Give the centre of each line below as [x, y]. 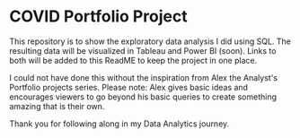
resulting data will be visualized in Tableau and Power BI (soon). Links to [143, 50]
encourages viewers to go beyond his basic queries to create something [143, 97]
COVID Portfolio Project [98, 17]
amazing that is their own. [57, 106]
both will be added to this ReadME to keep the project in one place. [133, 60]
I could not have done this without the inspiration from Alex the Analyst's [144, 77]
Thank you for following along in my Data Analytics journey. [119, 124]
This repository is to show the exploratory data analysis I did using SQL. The [150, 41]
